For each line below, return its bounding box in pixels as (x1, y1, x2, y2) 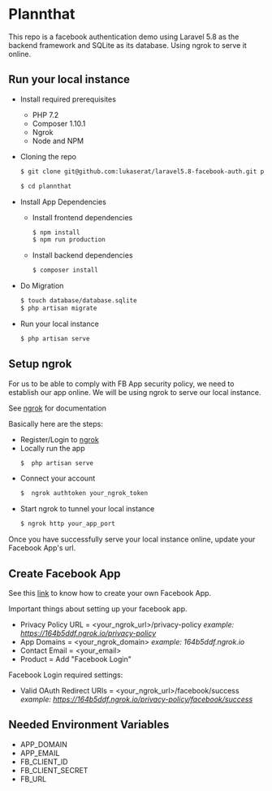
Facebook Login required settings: (8, 670, 123, 680)
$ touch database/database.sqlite (19, 297, 137, 305)
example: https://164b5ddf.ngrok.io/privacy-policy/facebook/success (19, 694, 253, 704)
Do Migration (19, 281, 64, 291)
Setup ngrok (8, 357, 72, 371)
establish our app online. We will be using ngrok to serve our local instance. (8, 387, 261, 397)
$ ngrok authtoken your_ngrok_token (19, 489, 149, 498)
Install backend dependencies (32, 250, 133, 260)
